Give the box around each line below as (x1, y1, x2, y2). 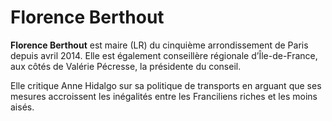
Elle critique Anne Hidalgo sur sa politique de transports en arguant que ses (10, 79, 322, 91)
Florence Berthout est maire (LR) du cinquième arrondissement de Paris (10, 39, 309, 51)
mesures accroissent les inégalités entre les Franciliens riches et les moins (10, 90, 318, 102)
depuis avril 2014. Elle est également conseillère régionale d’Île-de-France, (10, 49, 318, 61)
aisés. (10, 101, 35, 113)
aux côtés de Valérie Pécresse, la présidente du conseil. (10, 60, 242, 72)
